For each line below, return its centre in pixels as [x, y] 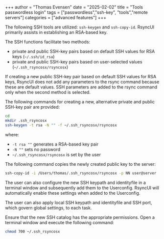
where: [12, 134]
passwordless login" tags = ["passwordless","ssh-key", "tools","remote [76, 12]
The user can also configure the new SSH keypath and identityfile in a [75, 182]
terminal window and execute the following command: [59, 222]
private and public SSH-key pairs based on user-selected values [77, 62]
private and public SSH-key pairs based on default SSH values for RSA [83, 51]
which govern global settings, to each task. [48, 208]
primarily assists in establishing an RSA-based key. [56, 32]
